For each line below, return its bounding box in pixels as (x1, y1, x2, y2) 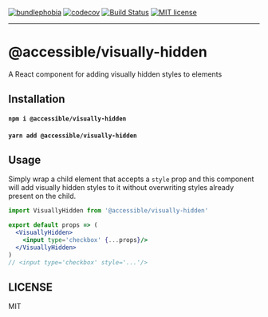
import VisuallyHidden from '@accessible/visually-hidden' (8, 207, 209, 215)
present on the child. (8, 192, 77, 201)
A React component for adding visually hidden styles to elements (8, 69, 223, 79)
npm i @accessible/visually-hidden (8, 114, 127, 123)
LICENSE (8, 280, 53, 294)
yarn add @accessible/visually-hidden (8, 132, 137, 140)
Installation (8, 93, 65, 106)
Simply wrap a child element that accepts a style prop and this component (8, 174, 254, 184)
